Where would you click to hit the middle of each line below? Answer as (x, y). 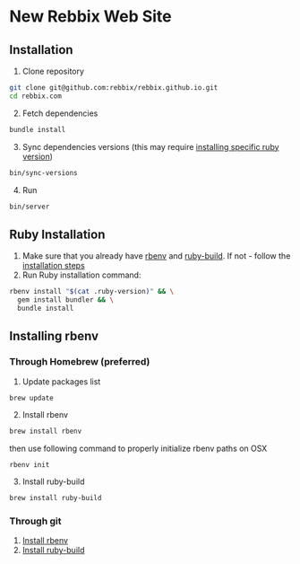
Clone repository (53, 71)
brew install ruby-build (56, 498)
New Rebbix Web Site (90, 17)
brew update (31, 398)
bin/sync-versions (43, 172)
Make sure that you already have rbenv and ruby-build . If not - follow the (156, 256)
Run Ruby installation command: (81, 275)
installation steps (53, 266)
